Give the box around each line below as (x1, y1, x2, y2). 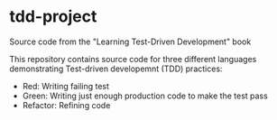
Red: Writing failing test (22, 80, 110, 91)
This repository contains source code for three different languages (9, 53, 257, 64)
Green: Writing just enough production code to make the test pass (22, 90, 268, 101)
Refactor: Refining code (22, 99, 111, 110)
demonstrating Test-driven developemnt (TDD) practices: (9, 63, 223, 74)
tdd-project (9, 6, 97, 27)
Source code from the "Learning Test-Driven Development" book (9, 36, 252, 47)
